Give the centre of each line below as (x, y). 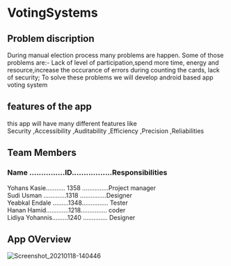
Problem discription (51, 39)
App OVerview (39, 239)
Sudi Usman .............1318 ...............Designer (70, 195)
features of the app (50, 107)
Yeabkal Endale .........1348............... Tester (68, 203)
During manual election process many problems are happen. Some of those (115, 55)
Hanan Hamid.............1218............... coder (66, 210)
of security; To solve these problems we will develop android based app (110, 77)
